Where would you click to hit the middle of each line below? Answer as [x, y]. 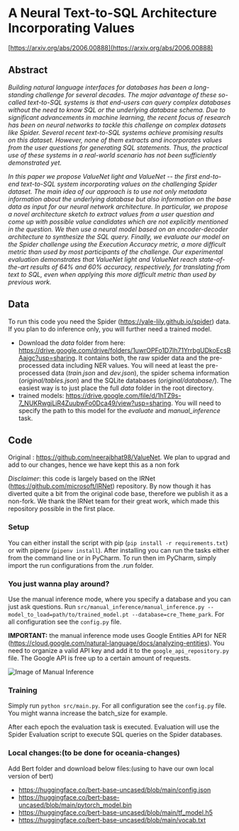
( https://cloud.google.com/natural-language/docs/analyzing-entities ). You [116, 643]
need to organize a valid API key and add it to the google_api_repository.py [119, 650]
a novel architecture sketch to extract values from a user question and [111, 214]
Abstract [28, 70]
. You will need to [196, 403]
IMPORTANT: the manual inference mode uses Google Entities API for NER [117, 635]
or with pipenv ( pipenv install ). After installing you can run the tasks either [119, 550]
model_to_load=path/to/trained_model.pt [69, 615]
